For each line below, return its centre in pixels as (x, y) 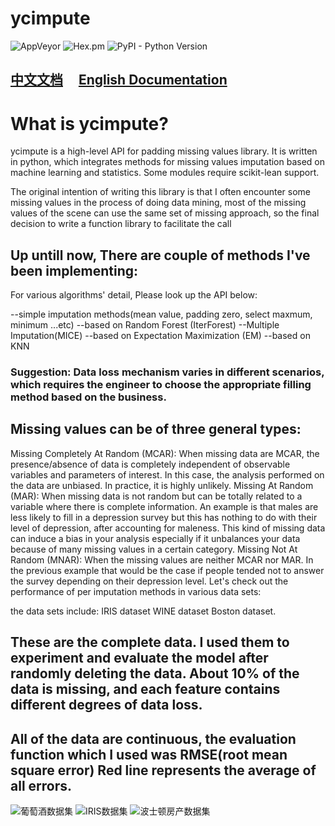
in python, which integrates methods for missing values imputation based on (168, 162)
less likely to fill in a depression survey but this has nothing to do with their (164, 517)
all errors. (41, 785)
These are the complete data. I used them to (150, 642)
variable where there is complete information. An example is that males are (164, 506)
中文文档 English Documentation (119, 80)
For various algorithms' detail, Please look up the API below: (134, 295)
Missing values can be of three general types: (156, 429)
